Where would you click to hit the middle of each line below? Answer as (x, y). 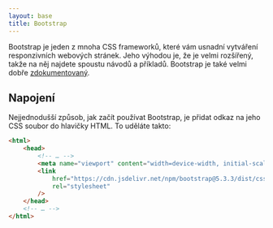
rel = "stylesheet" (81, 186)
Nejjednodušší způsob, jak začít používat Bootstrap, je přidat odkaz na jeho (135, 118)
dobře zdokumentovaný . (49, 72)
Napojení (32, 98)
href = (61, 179)
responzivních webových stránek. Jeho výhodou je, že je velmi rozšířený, (131, 55)
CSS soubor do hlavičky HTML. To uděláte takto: (90, 126)
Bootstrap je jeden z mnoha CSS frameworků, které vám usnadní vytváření (133, 46)
